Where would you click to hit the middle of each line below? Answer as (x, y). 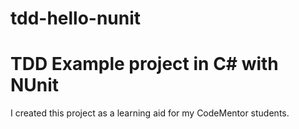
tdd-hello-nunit (76, 18)
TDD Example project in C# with (144, 64)
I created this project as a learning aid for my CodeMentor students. (150, 113)
